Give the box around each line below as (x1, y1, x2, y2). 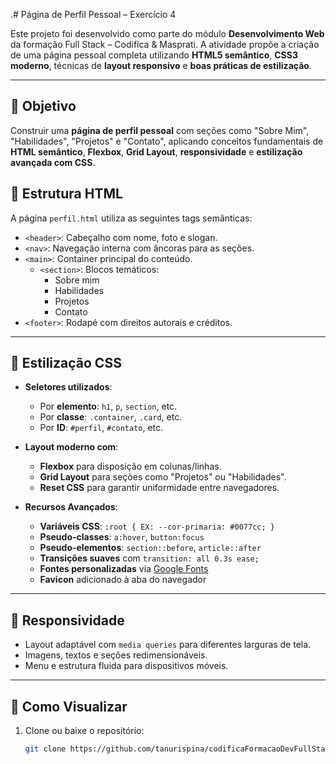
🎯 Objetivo (10, 98, 77, 115)
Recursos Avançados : (24, 501, 118, 513)
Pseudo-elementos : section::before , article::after (39, 542, 262, 554)
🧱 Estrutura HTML (10, 185, 123, 203)
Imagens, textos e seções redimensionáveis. (24, 649, 208, 661)
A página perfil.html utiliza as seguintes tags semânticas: (10, 212, 253, 224)
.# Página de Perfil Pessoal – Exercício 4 (10, 9, 177, 20)
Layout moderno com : (24, 441, 119, 453)
